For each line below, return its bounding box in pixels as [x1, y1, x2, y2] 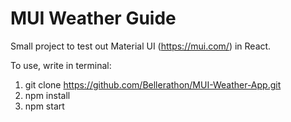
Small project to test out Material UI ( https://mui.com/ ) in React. [10, 40, 272, 52]
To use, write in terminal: [10, 59, 112, 71]
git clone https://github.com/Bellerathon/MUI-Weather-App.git [24, 78, 282, 91]
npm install [24, 89, 71, 101]
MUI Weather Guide [10, 7, 177, 30]
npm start [24, 100, 65, 112]
